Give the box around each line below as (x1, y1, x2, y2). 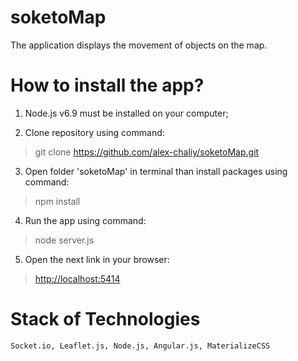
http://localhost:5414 (34, 272, 121, 285)
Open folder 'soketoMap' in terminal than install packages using (24, 165, 288, 177)
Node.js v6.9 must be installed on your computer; (24, 107, 229, 119)
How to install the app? (10, 74, 205, 97)
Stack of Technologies (10, 308, 201, 331)
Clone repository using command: (24, 126, 165, 138)
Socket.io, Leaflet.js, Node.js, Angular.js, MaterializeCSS (10, 341, 271, 351)
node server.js (34, 234, 95, 246)
